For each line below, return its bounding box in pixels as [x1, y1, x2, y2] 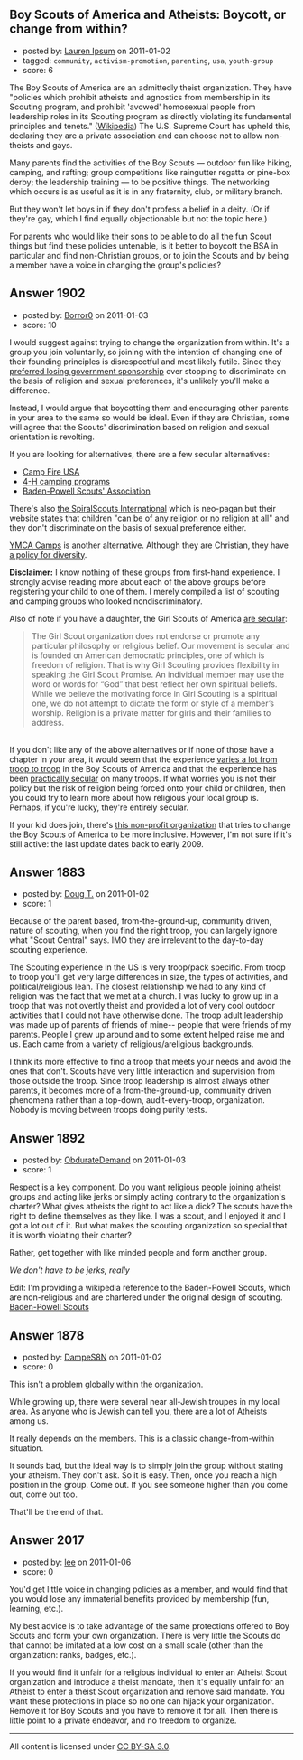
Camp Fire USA [22, 466, 80, 477]
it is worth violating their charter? [9, 1229, 133, 1241]
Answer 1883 [9, 865, 86, 880]
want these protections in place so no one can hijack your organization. [9, 1695, 275, 1707]
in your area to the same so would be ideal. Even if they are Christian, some [9, 411, 290, 423]
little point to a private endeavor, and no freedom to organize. [9, 1715, 237, 1726]
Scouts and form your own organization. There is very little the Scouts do [9, 1630, 281, 1641]
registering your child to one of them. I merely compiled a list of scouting [9, 586, 280, 597]
